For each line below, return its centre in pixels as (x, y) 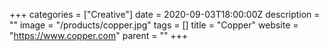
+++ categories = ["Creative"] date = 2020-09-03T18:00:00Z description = (165, 14)
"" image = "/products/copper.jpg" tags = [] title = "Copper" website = (154, 25)
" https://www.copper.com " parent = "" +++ (99, 35)
